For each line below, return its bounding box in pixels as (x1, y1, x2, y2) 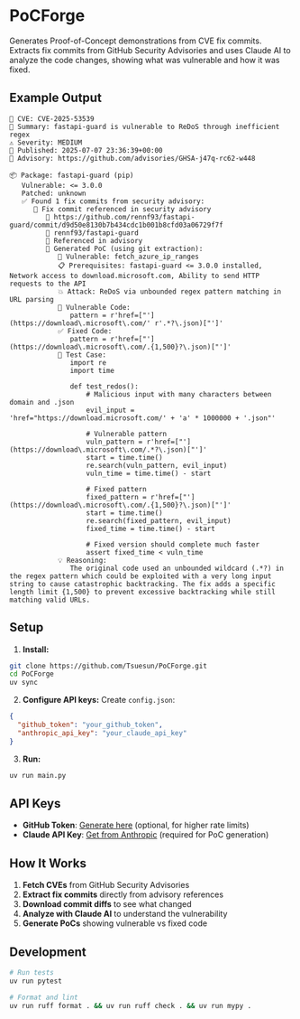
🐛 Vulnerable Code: (57, 303, 131, 312)
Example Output (9, 90, 102, 106)
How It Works (9, 855, 87, 871)
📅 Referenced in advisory (45, 236, 143, 245)
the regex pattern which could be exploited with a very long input (9, 571, 272, 581)
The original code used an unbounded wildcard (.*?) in (69, 564, 284, 573)
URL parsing (9, 294, 54, 304)
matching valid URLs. (9, 595, 91, 604)
